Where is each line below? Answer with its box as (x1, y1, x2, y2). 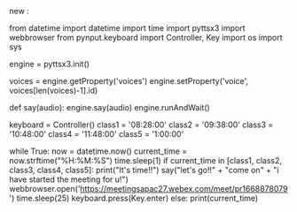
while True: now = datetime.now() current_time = (9, 146, 188, 156)
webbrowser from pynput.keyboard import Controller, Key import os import (9, 33, 283, 42)
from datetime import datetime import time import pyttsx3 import (9, 23, 246, 33)
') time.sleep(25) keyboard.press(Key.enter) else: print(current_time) (9, 193, 259, 203)
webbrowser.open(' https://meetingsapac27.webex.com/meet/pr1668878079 (9, 184, 288, 193)
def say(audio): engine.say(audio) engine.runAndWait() (9, 102, 210, 112)
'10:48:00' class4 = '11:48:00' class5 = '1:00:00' (9, 129, 184, 139)
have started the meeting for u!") (9, 174, 129, 185)
